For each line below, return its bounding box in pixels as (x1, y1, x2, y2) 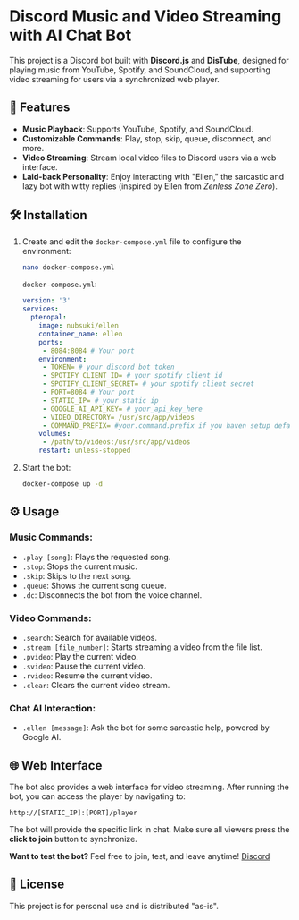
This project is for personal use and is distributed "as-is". (9, 900, 219, 911)
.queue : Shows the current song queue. (21, 580, 167, 591)
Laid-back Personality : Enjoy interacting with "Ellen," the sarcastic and (21, 171, 285, 182)
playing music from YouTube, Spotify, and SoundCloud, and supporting (9, 64, 270, 75)
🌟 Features (9, 100, 71, 115)
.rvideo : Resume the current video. (21, 669, 154, 681)
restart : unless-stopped (38, 446, 131, 456)
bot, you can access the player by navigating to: (9, 791, 186, 802)
